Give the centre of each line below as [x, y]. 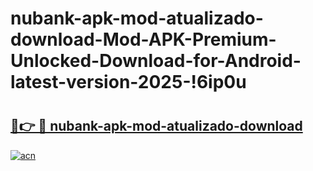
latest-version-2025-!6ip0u [128, 82]
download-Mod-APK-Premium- [143, 39]
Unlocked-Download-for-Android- [156, 61]
